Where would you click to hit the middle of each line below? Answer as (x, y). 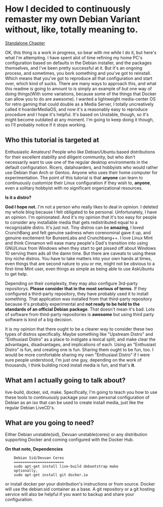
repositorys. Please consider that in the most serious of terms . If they (76, 288)
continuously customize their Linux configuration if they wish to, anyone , (78, 183)
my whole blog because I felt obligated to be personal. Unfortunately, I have (81, 212)
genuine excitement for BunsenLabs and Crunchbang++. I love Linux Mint (79, 238)
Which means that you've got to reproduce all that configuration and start (79, 78)
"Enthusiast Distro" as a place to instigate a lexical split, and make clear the (80, 339)
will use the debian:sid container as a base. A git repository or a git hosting (80, 489)
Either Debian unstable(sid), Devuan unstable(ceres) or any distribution (76, 435)
